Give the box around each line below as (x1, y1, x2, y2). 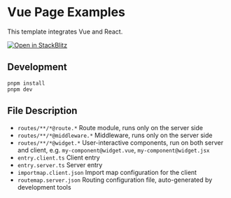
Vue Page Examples (7, 4, 126, 20)
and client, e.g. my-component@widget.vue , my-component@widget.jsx (17, 146, 210, 154)
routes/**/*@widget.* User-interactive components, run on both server (17, 138, 224, 147)
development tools (17, 183, 71, 191)
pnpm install (7, 80, 45, 87)
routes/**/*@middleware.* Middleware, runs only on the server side (17, 131, 213, 139)
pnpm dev (7, 85, 33, 93)
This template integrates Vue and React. (7, 27, 123, 36)
